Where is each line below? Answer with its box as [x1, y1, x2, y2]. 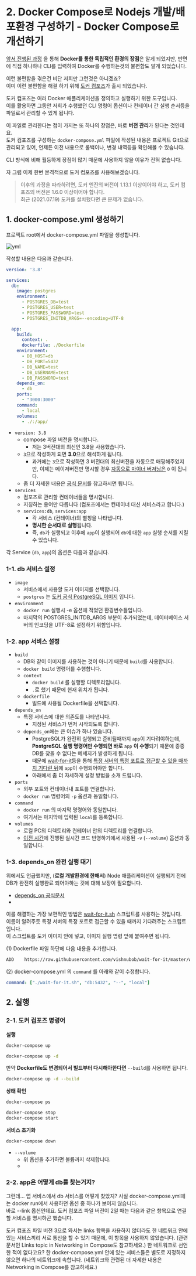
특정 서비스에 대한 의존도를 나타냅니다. [23, 713, 111, 720]
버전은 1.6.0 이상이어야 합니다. [36, 188, 105, 195]
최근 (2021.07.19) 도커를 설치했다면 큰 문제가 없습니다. [20, 196, 144, 203]
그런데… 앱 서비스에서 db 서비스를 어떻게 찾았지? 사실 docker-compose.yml [6, 1193, 181, 1200]
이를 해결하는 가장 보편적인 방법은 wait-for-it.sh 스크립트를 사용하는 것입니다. [6, 910, 182, 917]
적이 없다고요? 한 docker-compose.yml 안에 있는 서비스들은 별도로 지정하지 [12, 1249, 186, 1256]
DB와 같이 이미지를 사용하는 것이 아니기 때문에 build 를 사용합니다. [23, 657, 174, 665]
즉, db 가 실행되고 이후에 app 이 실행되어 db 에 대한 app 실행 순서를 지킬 [32, 529, 188, 536]
